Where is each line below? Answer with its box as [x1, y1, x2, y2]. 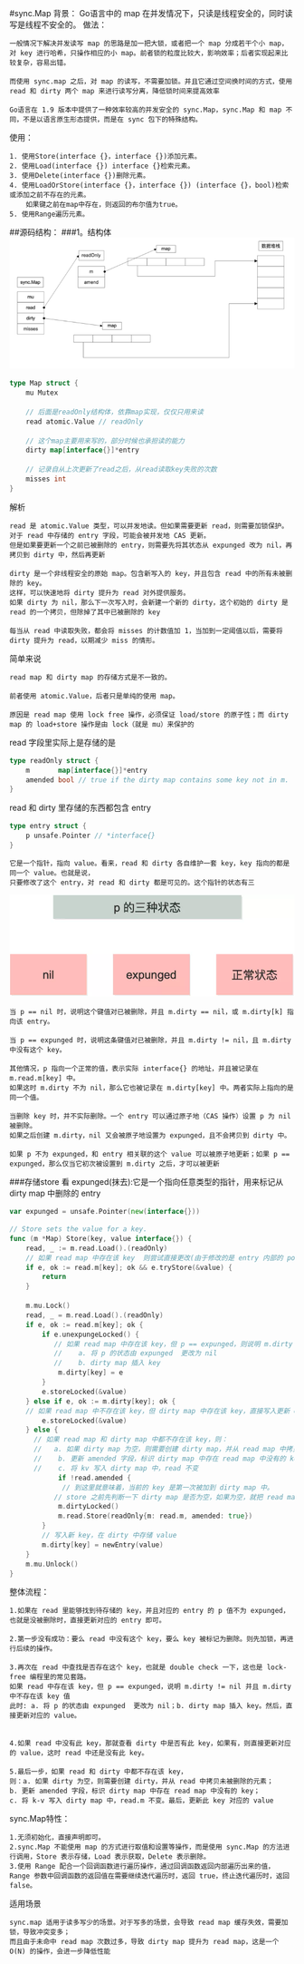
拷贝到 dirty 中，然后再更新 [9, 550, 106, 560]
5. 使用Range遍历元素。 [9, 210, 90, 219]
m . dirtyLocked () [57, 1502, 119, 1511]
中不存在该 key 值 [9, 1692, 71, 1701]
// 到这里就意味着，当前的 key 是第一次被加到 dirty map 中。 [62, 1482, 274, 1492]
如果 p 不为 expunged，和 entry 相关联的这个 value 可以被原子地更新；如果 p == [9, 1150, 290, 1159]
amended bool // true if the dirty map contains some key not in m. [25, 775, 290, 785]
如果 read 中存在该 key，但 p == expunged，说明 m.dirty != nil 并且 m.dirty [9, 1682, 292, 1692]
